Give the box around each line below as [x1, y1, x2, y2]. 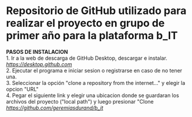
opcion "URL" [6, 85, 39, 92]
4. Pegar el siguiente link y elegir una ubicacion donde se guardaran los [6, 92, 179, 99]
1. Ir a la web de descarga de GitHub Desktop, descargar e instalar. [6, 54, 167, 61]
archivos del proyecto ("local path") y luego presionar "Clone [6, 98, 154, 105]
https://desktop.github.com [6, 60, 72, 68]
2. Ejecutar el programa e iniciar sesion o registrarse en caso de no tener [6, 67, 183, 74]
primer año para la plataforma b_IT [6, 29, 178, 42]
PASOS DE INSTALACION [6, 48, 69, 55]
